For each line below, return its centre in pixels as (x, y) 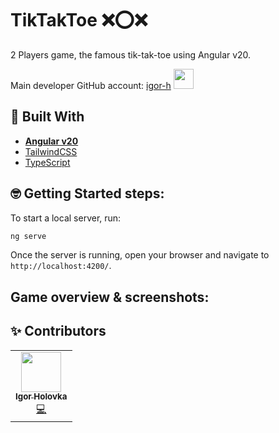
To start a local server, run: (66, 218)
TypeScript (47, 162)
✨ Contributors (58, 331)
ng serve (28, 236)
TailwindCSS (51, 151)
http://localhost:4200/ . (61, 266)
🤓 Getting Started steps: (87, 193)
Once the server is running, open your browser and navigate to (140, 255)
